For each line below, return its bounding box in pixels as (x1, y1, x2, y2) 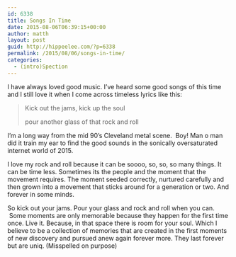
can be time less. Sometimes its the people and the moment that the (7, 167, 207, 176)
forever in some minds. (7, 190, 74, 198)
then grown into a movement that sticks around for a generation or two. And (7, 182, 229, 191)
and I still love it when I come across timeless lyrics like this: (7, 90, 183, 98)
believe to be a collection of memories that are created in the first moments (7, 226, 227, 234)
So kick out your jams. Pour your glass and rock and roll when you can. (7, 203, 215, 212)
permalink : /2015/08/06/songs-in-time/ (7, 50, 125, 57)
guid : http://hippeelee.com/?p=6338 (7, 43, 116, 50)
